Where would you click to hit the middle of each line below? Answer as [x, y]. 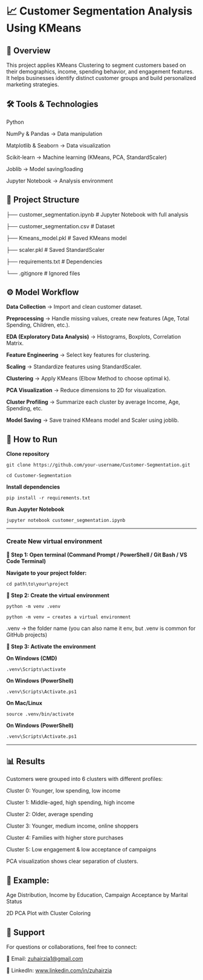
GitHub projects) [27, 635]
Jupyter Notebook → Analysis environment [60, 181]
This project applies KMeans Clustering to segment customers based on [96, 65]
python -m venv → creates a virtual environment [69, 617]
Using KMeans [44, 28]
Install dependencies [33, 487]
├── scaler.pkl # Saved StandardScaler [55, 249]
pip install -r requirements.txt [48, 498]
